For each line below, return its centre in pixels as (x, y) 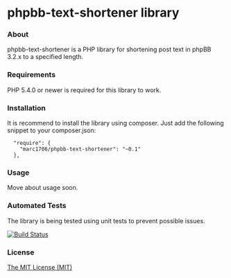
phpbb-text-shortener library (93, 13)
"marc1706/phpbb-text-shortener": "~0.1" (80, 149)
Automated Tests (37, 206)
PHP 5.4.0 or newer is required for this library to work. (84, 90)
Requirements (32, 75)
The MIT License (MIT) (40, 267)
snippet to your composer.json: (52, 130)
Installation (27, 107)
